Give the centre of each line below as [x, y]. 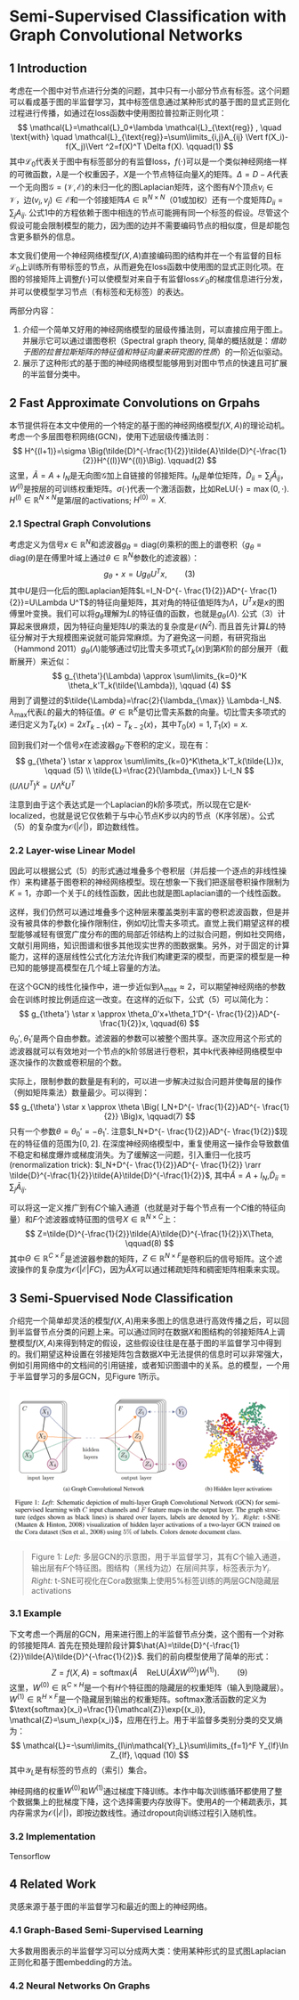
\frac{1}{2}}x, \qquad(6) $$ [149, 1023]
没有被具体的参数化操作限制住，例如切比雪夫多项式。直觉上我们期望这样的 [145, 923]
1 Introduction [48, 68]
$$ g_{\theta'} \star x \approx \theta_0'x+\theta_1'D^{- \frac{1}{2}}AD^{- [149, 1014]
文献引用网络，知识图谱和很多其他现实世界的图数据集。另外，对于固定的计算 [149, 945]
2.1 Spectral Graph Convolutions [80, 524]
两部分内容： [32, 311]
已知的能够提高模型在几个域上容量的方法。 [87, 967]
